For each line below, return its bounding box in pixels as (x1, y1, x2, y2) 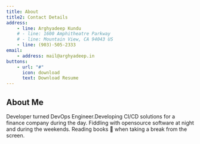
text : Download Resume (21, 75, 79, 81)
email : (6, 48, 23, 54)
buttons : (6, 58, 28, 64)
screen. (6, 132, 25, 139)
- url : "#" (17, 64, 44, 70)
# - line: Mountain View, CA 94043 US (17, 36, 113, 42)
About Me (6, 97, 44, 107)
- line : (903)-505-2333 (17, 42, 76, 48)
